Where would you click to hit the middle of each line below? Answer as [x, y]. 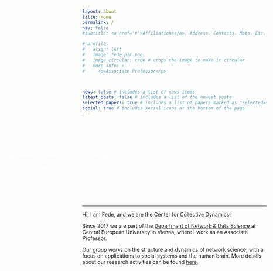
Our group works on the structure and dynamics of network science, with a [173, 249]
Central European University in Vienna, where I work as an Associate [165, 232]
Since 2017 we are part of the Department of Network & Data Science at [169, 225]
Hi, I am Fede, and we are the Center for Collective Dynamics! [157, 214]
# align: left [102, 49]
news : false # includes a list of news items [139, 92]
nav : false [95, 28]
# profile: [95, 44]
